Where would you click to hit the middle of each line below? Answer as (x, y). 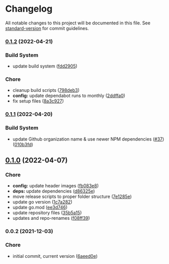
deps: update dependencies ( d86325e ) (54, 191)
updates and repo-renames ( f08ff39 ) (51, 218)
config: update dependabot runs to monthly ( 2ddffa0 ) (69, 96)
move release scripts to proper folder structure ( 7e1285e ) (72, 196)
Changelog (29, 9)
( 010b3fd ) (23, 144)
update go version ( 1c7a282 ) (42, 202)
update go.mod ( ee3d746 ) (40, 207)
